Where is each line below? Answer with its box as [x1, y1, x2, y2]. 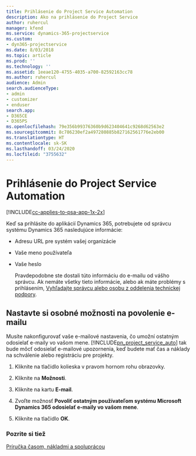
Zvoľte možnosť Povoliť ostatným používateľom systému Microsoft [14, 398, 182, 405]
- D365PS [6, 119, 28, 124]
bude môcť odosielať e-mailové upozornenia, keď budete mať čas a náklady [6, 346, 190, 353]
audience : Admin [6, 80, 46, 86]
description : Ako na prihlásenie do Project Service [6, 14, 138, 20]
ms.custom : [6, 36, 33, 42]
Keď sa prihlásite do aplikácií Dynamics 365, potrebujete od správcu [6, 220, 172, 227]
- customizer [6, 96, 38, 102]
